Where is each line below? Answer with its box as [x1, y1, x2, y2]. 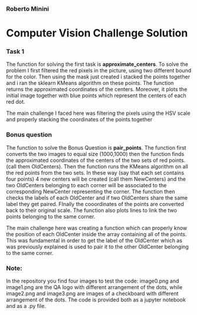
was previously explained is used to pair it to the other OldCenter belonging [6, 243, 189, 250]
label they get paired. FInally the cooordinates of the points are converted [6, 200, 184, 207]
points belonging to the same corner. [6, 213, 96, 220]
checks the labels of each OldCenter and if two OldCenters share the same [6, 194, 188, 201]
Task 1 [6, 48, 25, 56]
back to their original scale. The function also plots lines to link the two [6, 207, 178, 214]
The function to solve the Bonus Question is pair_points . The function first [6, 144, 186, 151]
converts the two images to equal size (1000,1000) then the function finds [6, 150, 185, 157]
